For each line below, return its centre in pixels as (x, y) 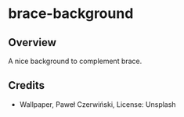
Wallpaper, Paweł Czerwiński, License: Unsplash (97, 104)
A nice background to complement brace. (75, 61)
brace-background (71, 14)
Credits (27, 85)
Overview (32, 43)
